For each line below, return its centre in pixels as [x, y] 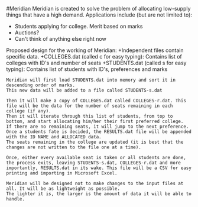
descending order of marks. [41, 85]
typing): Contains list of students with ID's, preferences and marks [87, 69]
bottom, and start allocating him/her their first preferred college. [95, 121]
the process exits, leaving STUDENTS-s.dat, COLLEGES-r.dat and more [94, 163]
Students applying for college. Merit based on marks [79, 26]
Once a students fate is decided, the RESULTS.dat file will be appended [99, 132]
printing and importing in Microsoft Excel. [62, 173]
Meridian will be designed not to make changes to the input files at [95, 183]
